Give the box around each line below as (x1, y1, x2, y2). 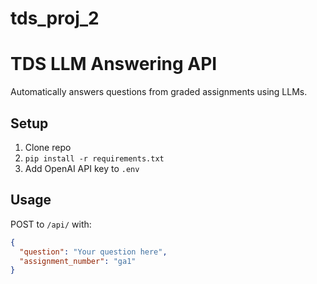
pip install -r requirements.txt (24, 153, 165, 164)
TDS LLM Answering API (10, 53, 218, 76)
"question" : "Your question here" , (19, 247, 168, 257)
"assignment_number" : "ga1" (19, 256, 137, 266)
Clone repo (24, 141, 72, 153)
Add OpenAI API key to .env (24, 162, 140, 174)
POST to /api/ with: (10, 218, 92, 230)
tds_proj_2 (10, 7, 100, 30)
